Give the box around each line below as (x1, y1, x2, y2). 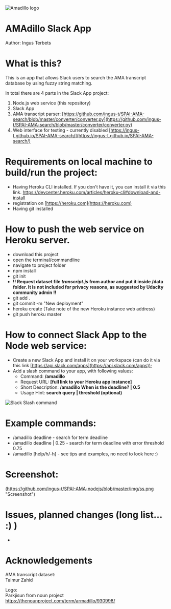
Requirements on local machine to (5, 156, 153, 167)
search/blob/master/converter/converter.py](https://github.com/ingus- (12, 116, 162, 122)
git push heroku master (12, 311, 62, 317)
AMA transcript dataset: (5, 572, 56, 578)
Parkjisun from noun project (5, 592, 64, 599)
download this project (12, 251, 59, 257)
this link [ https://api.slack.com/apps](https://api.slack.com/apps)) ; (12, 362, 152, 368)
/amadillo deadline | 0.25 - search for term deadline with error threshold (12, 439, 164, 446)
